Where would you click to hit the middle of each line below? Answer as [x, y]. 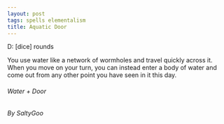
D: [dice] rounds [30, 47]
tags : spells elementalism [47, 20]
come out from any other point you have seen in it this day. [92, 75]
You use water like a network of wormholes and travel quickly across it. [110, 60]
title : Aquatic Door [37, 27]
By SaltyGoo [26, 113]
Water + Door [27, 91]
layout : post [26, 14]
